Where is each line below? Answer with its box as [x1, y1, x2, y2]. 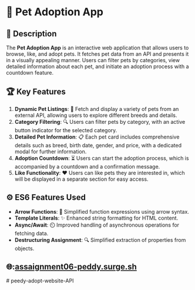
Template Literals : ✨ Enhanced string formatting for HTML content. [14, 214, 179, 221]
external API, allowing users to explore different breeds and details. [14, 112, 177, 119]
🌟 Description [6, 29, 57, 39]
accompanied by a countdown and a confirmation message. [14, 163, 160, 170]
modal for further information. [14, 148, 87, 155]
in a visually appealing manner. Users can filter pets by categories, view [6, 57, 180, 63]
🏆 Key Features [6, 87, 66, 97]
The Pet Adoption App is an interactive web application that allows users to [6, 44, 189, 51]
